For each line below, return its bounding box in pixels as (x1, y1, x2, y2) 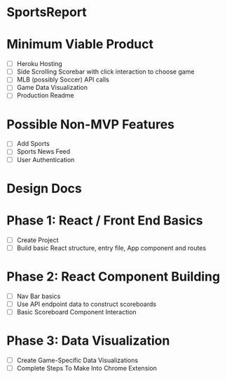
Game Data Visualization (16, 84, 88, 92)
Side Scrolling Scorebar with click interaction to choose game (16, 67, 195, 76)
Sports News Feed (16, 147, 71, 156)
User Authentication (16, 155, 75, 164)
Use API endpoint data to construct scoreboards (16, 300, 157, 308)
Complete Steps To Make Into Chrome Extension (16, 364, 157, 372)
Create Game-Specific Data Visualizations (16, 356, 138, 364)
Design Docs (6, 180, 82, 197)
